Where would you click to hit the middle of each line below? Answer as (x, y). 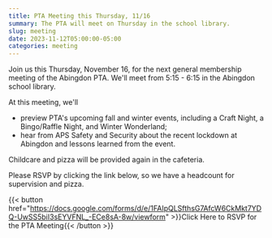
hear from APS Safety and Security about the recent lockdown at (129, 136)
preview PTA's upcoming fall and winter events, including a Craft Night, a (142, 118)
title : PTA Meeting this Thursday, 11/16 (80, 16)
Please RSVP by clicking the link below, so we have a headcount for (121, 175)
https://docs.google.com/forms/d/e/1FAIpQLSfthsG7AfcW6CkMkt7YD (146, 209)
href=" (19, 209)
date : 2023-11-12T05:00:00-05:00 (65, 39)
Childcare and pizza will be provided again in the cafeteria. (107, 160)
